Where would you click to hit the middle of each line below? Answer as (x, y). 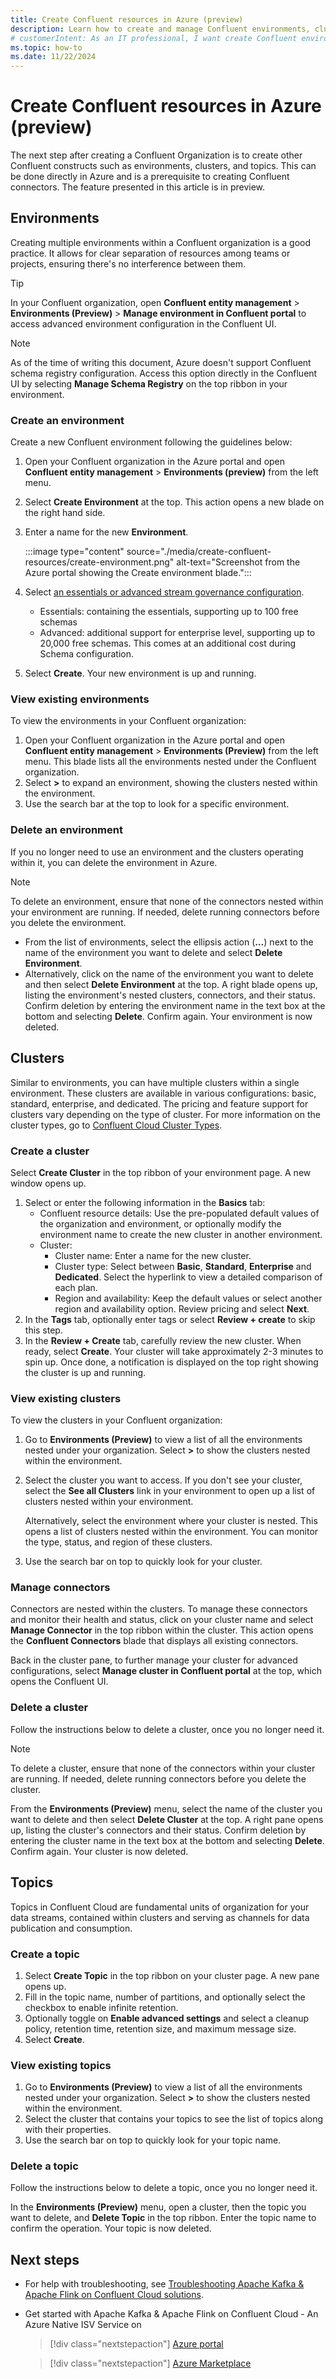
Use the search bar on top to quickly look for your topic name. (153, 2140)
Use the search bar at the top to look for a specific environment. (157, 804)
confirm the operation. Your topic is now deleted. (111, 2228)
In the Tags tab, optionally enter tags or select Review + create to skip (170, 1319)
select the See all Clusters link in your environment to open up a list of (170, 1491)
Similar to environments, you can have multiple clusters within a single (155, 1082)
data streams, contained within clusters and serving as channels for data (160, 1917)
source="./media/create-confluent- (199, 552)
